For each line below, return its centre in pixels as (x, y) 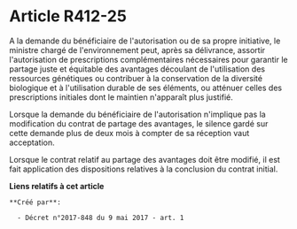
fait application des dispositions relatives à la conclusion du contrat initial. (144, 169)
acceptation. (32, 142)
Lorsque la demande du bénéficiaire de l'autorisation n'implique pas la (137, 114)
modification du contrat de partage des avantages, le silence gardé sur (139, 123)
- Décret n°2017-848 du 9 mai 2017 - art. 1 (101, 218)
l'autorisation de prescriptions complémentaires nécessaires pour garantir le (148, 59)
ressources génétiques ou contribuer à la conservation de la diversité (136, 78)
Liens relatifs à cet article (57, 186)
